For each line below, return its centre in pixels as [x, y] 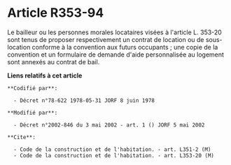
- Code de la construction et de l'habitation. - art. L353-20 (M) [114, 155]
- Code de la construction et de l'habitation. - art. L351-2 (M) [112, 149]
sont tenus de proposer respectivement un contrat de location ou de [106, 39]
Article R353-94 [56, 13]
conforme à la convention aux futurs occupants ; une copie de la [125, 47]
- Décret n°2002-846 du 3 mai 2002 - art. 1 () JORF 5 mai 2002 [109, 125]
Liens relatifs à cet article [45, 76]
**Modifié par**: [33, 113]
